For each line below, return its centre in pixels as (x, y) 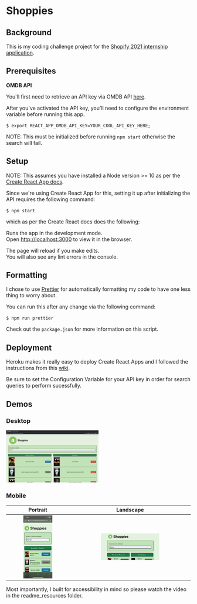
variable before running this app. (45, 114)
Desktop (18, 420)
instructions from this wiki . (38, 368)
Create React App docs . (35, 181)
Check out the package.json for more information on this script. (82, 329)
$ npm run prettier (30, 318)
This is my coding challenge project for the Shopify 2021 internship (87, 46)
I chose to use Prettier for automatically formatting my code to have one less (98, 289)
